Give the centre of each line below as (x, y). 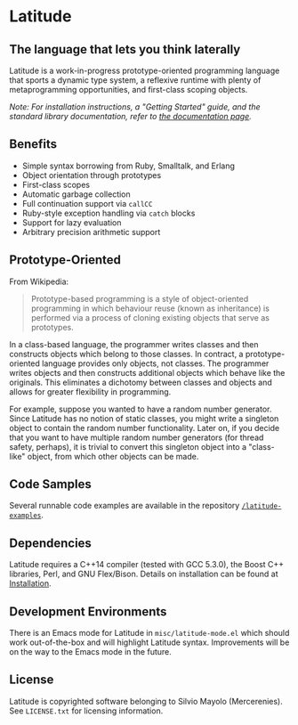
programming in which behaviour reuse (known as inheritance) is (150, 308)
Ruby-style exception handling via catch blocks (109, 213)
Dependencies (50, 543)
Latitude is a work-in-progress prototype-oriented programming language (145, 70)
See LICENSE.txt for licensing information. (86, 711)
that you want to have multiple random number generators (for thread (137, 437)
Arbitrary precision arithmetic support (91, 232)
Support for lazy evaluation (72, 222)
